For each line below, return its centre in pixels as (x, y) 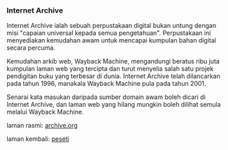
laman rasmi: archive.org (42, 126)
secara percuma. (31, 48)
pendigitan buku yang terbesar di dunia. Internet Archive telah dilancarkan (114, 76)
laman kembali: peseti (38, 139)
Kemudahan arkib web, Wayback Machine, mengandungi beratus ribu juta (113, 61)
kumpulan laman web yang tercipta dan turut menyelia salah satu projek (110, 69)
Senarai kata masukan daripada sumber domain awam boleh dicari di (106, 97)
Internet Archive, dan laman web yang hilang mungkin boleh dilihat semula (114, 105)
